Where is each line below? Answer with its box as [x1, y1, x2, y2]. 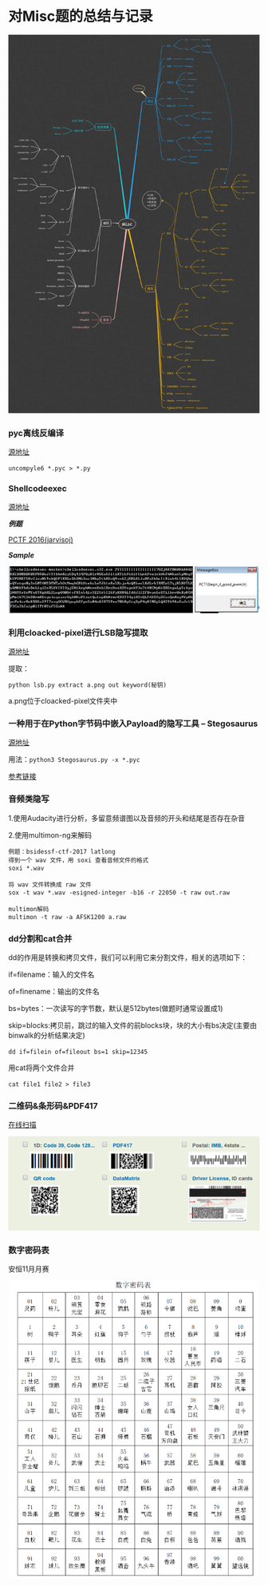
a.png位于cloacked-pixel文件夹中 [8, 696, 118, 706]
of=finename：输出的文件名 [8, 987, 100, 997]
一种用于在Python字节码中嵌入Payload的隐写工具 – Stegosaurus [8, 718, 258, 729]
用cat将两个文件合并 [8, 1063, 75, 1073]
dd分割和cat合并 [8, 933, 73, 944]
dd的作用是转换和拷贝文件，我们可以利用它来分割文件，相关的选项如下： [8, 953, 248, 962]
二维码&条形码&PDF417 [8, 1100, 98, 1111]
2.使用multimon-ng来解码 [8, 830, 92, 839]
